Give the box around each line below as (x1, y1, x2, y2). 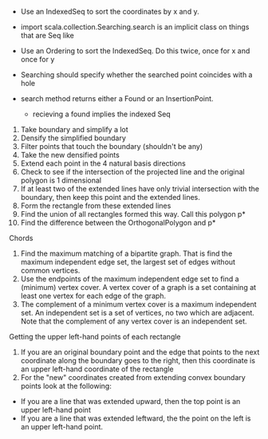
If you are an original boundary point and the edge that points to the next (20, 347, 260, 357)
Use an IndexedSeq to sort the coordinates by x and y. (20, 7, 199, 16)
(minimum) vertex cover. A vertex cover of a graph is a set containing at (20, 283, 257, 292)
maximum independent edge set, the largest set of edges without (20, 257, 236, 266)
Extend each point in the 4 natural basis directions (20, 159, 186, 168)
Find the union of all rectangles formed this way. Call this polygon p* (20, 210, 246, 218)
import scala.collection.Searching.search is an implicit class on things (20, 22, 250, 31)
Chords (9, 233, 33, 242)
